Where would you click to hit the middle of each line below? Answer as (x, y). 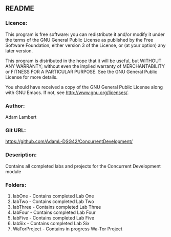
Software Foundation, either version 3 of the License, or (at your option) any (85, 45)
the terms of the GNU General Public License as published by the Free (79, 40)
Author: (15, 106)
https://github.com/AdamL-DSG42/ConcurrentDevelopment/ (69, 141)
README (20, 8)
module (13, 171)
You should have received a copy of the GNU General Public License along (84, 87)
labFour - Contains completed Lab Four (54, 212)
